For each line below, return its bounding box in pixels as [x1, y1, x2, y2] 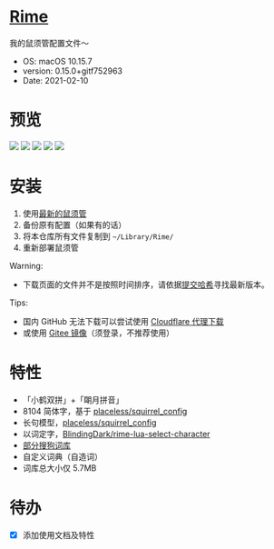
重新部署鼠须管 [22, 242, 79, 253]
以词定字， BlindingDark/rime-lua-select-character [22, 428, 210, 439]
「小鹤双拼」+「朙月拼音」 [22, 394, 124, 405]
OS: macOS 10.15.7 [22, 55, 93, 66]
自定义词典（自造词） [22, 451, 103, 462]
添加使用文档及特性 [22, 529, 95, 540]
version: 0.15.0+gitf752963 [22, 65, 122, 76]
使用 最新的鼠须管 [22, 207, 87, 219]
